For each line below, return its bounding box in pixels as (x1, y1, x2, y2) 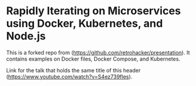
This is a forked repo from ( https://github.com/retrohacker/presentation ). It (6, 49, 190, 56)
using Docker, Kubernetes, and (6, 17, 163, 30)
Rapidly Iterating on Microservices (6, 4, 181, 18)
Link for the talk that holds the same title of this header (6, 66, 141, 74)
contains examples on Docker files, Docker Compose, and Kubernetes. (6, 55, 180, 62)
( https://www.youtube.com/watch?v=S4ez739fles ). (6, 73, 133, 80)
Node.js (6, 30, 46, 43)
